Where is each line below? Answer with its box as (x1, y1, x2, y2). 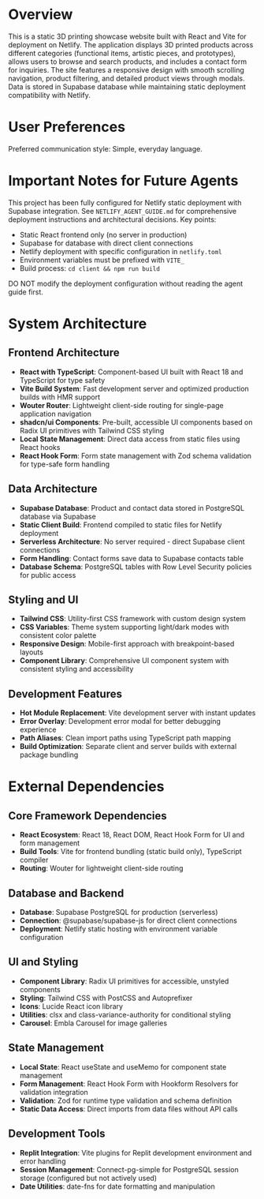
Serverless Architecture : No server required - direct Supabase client (19, 537, 246, 546)
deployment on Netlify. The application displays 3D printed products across (8, 39, 254, 49)
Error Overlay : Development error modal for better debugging (19, 717, 221, 726)
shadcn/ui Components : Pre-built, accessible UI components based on (19, 417, 253, 427)
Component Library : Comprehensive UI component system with (19, 656, 229, 665)
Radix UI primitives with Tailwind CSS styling (19, 425, 165, 435)
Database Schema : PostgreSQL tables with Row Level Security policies (19, 562, 252, 571)
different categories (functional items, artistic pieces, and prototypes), (8, 48, 236, 58)
